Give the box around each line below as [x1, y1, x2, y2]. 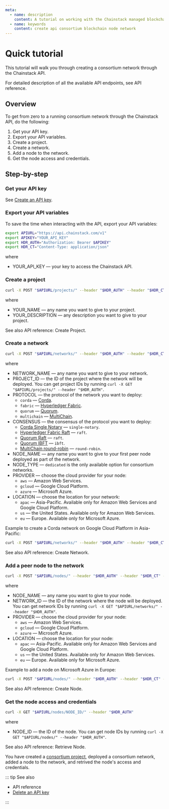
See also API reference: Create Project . [5, 327, 87, 333]
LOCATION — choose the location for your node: [12, 635, 114, 641]
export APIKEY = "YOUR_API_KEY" [5, 235, 69, 240]
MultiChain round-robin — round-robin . [20, 445, 102, 452]
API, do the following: [5, 118, 50, 124]
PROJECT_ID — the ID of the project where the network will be [12, 375, 142, 382]
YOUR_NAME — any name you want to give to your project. [12, 306, 136, 312]
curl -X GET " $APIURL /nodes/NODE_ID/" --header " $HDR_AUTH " [5, 709, 134, 714]
